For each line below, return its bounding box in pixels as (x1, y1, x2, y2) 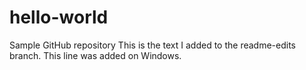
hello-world (9, 6, 109, 29)
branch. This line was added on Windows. (9, 49, 182, 61)
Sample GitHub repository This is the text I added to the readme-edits (9, 39, 296, 51)
